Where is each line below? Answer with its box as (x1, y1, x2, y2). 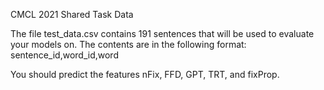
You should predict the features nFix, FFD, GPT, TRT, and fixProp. (10, 69, 280, 80)
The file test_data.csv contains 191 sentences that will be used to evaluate (10, 28, 315, 39)
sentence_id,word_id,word (10, 49, 119, 61)
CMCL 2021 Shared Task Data (10, 9, 134, 20)
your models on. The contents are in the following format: (10, 39, 247, 50)
